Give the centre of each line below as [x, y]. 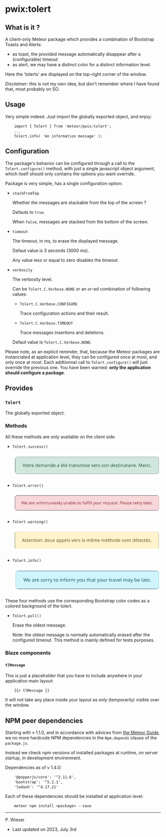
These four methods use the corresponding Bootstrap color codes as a [77, 601]
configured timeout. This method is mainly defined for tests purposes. [83, 640]
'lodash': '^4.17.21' [36, 787]
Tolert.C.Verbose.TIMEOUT [46, 323]
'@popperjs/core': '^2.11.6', [45, 777]
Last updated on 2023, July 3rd [44, 830]
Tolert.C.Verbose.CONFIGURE [48, 304]
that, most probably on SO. [32, 89]
